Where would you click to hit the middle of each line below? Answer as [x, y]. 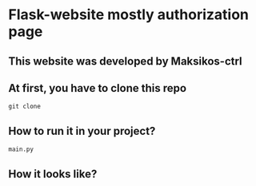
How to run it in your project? [82, 131]
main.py [21, 149]
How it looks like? [53, 174]
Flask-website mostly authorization [129, 15]
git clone [25, 107]
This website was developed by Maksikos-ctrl [125, 61]
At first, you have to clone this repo [97, 88]
